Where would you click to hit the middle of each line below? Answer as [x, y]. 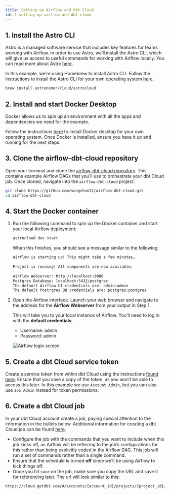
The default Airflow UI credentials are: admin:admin [70, 286]
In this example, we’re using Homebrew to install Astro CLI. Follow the [78, 74]
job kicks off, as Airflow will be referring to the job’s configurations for [85, 444]
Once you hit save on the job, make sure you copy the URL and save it [85, 471]
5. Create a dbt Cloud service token [62, 362]
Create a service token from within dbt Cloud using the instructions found [82, 374]
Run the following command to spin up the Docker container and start [85, 224]
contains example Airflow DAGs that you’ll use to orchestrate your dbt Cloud [85, 176]
